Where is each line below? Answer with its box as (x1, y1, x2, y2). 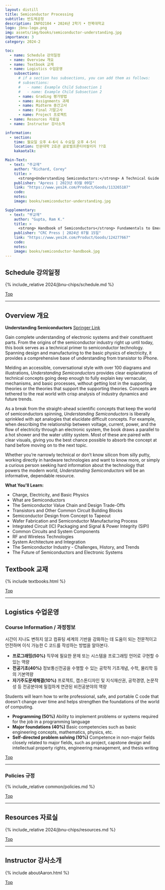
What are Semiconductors (12, 497, 65, 503)
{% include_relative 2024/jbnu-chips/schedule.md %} (5, 282, 114, 288)
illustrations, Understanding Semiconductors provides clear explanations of (5, 370, 158, 376)
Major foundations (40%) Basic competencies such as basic (12, 724, 137, 729)
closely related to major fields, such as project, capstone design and (12, 739, 151, 745)
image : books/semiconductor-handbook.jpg (14, 249, 100, 254)
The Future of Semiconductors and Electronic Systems (12, 550, 123, 556)
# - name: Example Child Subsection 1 (18, 85, 102, 90)
